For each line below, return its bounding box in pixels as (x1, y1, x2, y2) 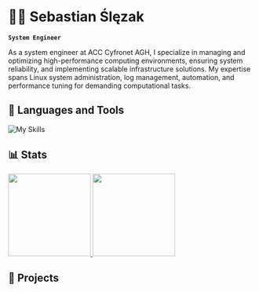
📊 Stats (8, 148, 48, 162)
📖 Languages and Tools (8, 104, 125, 117)
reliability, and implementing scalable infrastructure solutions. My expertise (8, 64, 251, 74)
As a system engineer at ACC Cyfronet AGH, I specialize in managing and (8, 47, 246, 57)
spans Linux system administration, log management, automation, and (8, 72, 235, 82)
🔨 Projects (8, 271, 60, 284)
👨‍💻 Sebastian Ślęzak (8, 8, 144, 26)
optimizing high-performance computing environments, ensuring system (8, 56, 243, 65)
